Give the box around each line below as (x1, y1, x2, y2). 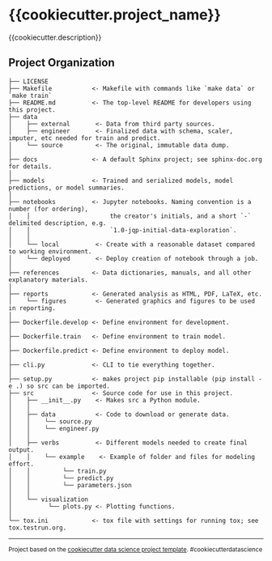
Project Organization (8, 56, 115, 70)
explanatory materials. (8, 275, 89, 284)
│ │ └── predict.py (8, 474, 114, 482)
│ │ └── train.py (8, 467, 107, 475)
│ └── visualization (8, 495, 89, 504)
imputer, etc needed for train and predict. (8, 134, 161, 142)
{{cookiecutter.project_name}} (8, 6, 221, 24)
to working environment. (8, 247, 92, 256)
